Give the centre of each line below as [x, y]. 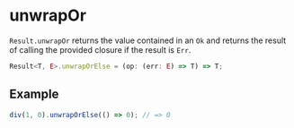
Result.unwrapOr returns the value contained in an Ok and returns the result [148, 40]
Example [34, 94]
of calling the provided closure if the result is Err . [100, 49]
